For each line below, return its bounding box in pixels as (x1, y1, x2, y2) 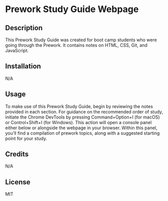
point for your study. (5, 135, 48, 141)
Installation (5, 62, 41, 71)
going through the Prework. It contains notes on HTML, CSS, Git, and (5, 42, 148, 48)
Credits (5, 150, 29, 159)
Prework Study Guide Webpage (5, 4, 139, 15)
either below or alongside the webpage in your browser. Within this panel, (5, 125, 158, 131)
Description (5, 24, 43, 32)
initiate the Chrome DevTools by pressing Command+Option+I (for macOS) (5, 114, 160, 120)
